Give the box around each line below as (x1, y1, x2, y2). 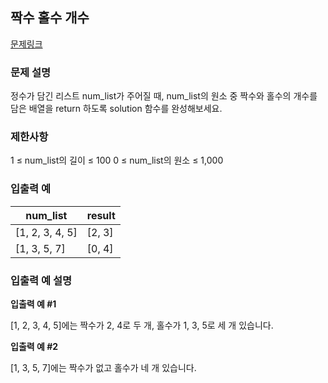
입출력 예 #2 (10, 341, 59, 352)
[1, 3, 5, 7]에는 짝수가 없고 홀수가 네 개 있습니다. (10, 362, 197, 373)
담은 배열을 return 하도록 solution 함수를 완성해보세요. (10, 103, 223, 115)
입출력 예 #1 (10, 298, 57, 310)
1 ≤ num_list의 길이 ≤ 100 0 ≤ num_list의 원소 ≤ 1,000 (10, 154, 224, 167)
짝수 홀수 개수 (10, 9, 90, 27)
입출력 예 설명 (10, 273, 73, 287)
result (86, 208, 116, 222)
